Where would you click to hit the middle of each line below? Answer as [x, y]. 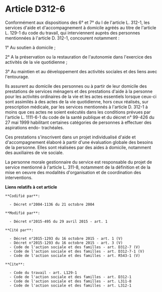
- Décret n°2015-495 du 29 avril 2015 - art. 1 [59, 221]
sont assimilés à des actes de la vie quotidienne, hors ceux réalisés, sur [77, 101]
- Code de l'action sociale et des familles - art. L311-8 [71, 281]
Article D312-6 [35, 9]
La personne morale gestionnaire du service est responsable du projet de [79, 162]
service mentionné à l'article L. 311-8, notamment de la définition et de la [78, 167]
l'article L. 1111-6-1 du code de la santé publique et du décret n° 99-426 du [80, 117]
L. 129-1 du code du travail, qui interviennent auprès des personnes [72, 33]
